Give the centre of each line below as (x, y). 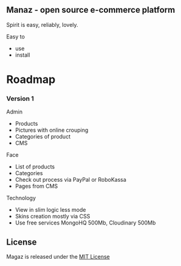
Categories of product (43, 137)
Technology (21, 198)
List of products (35, 167)
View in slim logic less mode (50, 210)
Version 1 (20, 98)
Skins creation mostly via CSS (53, 217)
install (22, 55)
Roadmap (31, 79)
